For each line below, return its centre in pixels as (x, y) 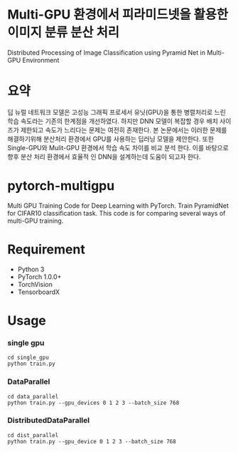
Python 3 (31, 269)
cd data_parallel (33, 396)
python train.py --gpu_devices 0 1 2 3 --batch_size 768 (93, 403)
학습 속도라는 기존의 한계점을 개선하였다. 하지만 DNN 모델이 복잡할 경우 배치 (113, 121)
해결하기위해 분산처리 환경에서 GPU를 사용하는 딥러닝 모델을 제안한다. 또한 (111, 139)
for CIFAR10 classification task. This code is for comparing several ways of (117, 213)
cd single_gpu (28, 358)
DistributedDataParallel (49, 421)
